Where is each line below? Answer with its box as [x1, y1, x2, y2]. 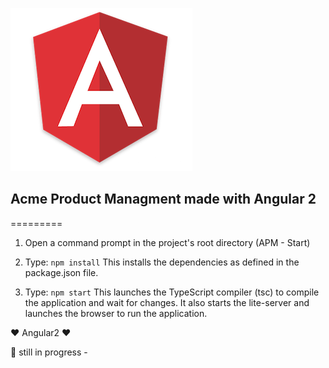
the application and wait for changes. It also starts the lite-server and [24, 296, 310, 308]
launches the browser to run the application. [24, 307, 208, 319]
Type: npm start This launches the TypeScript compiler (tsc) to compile [24, 286, 320, 298]
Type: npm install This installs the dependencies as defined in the [24, 256, 300, 268]
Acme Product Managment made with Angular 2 [10, 191, 317, 208]
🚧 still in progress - [10, 346, 88, 358]
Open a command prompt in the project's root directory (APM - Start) [24, 236, 311, 248]
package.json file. [24, 266, 99, 278]
